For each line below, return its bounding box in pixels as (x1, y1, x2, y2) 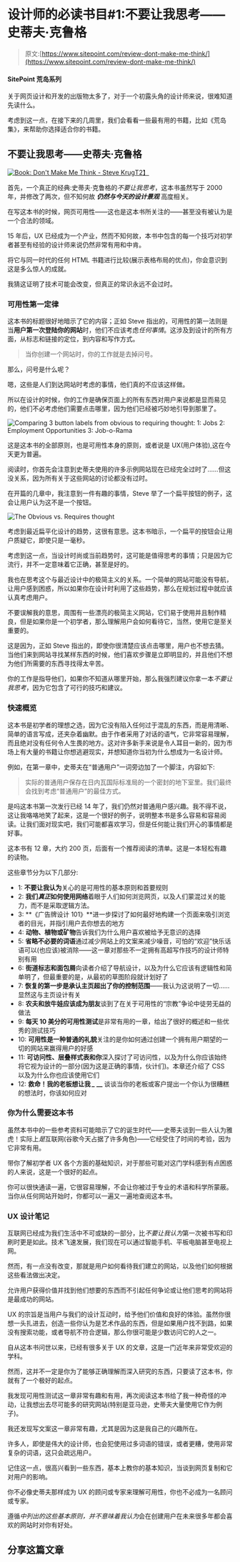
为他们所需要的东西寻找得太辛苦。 (7, 659, 108, 668)
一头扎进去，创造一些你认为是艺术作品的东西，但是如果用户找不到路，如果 (13, 1319, 233, 1328)
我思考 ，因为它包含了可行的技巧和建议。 (7, 684, 126, 692)
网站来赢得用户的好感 (30, 1043, 94, 1052)
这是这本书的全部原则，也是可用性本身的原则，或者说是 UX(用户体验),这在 (7, 441, 225, 450)
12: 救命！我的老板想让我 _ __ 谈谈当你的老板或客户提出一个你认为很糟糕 (17, 1079, 230, 1088)
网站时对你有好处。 (19, 1521, 76, 1529)
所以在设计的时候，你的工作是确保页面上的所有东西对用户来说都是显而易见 (7, 396, 226, 404)
